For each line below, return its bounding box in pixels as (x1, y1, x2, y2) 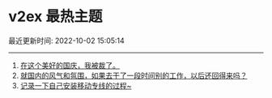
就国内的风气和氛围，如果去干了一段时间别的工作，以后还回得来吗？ (19, 70, 248, 80)
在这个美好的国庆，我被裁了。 (19, 60, 120, 70)
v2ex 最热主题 (8, 7, 103, 26)
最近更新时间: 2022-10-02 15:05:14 (8, 36, 125, 45)
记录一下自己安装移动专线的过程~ (19, 80, 132, 90)
